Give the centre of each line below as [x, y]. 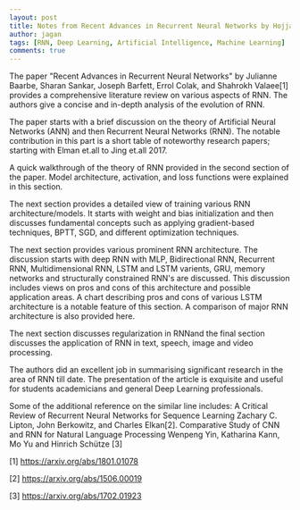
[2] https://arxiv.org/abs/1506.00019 [76, 479]
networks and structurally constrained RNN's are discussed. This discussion [150, 279]
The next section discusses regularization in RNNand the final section [137, 334]
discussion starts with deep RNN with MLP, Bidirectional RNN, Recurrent [142, 259]
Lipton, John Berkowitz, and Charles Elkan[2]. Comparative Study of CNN [145, 425]
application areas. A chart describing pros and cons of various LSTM [136, 297]
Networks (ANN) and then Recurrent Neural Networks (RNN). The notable [145, 131]
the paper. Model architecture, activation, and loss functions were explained [149, 177]
